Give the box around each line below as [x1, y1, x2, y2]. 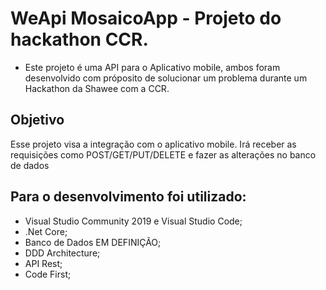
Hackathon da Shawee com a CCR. [24, 82, 170, 94]
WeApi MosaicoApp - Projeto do [10, 7, 282, 30]
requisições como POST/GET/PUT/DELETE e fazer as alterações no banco [10, 148, 317, 161]
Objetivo [10, 112, 65, 129]
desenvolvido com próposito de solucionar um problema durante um [24, 72, 308, 84]
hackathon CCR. [10, 28, 149, 51]
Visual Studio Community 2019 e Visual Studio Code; [24, 215, 243, 227]
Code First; [24, 268, 72, 280]
